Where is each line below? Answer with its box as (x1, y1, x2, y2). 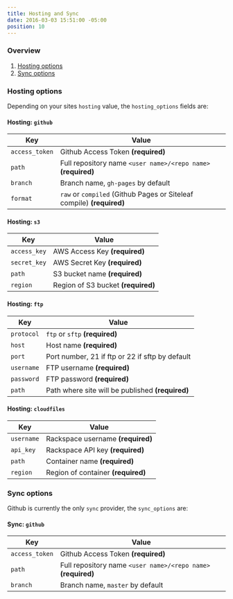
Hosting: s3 (7, 217, 40, 226)
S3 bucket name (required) (53, 269, 142, 279)
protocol (10, 330, 40, 338)
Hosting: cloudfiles (7, 404, 65, 413)
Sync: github (7, 520, 45, 528)
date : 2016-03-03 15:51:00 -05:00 (7, 17, 107, 24)
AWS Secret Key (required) (53, 258, 142, 267)
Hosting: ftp (7, 299, 44, 308)
